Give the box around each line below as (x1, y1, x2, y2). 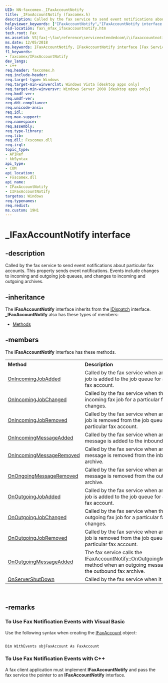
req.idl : (5, 110, 23, 115)
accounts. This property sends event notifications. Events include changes (5, 268, 159, 274)
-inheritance (5, 293, 45, 301)
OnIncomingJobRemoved (7, 416, 67, 423)
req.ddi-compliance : (5, 101, 48, 106)
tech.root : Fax (5, 31, 37, 36)
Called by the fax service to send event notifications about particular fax (5, 263, 154, 269)
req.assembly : (5, 124, 35, 129)
